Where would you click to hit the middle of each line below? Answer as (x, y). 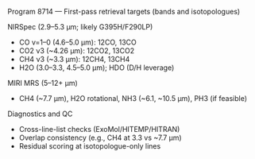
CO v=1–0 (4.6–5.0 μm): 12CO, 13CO (77, 42)
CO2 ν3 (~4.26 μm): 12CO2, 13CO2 (77, 50)
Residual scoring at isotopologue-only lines (90, 146)
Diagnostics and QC (40, 114)
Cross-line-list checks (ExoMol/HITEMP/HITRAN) (99, 129)
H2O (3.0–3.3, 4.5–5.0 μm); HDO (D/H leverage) (97, 68)
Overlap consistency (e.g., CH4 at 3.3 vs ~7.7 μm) (100, 138)
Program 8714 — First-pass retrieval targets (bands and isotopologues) (124, 12)
